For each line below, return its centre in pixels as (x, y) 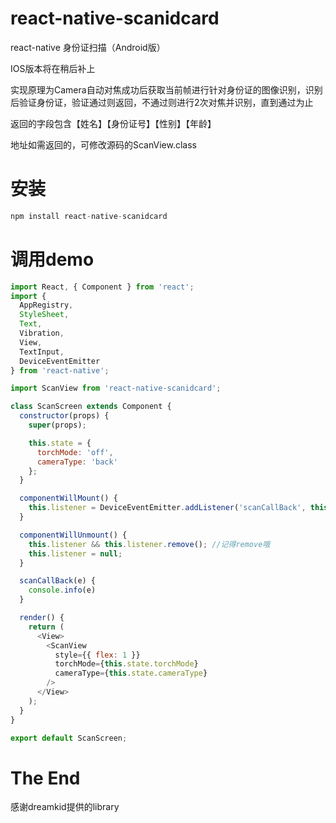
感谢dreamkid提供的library (65, 807)
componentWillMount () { (68, 498)
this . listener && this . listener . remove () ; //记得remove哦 (149, 544)
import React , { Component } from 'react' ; (102, 287)
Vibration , (42, 333)
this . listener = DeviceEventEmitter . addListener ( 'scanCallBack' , (167, 508)
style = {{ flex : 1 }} (97, 655)
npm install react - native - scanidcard (89, 216)
